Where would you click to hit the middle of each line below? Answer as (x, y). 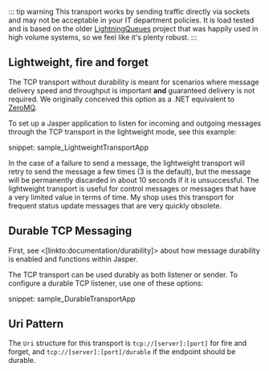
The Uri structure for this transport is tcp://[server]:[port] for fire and (128, 343)
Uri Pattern (36, 324)
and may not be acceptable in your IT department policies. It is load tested (131, 20)
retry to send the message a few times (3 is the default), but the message (130, 171)
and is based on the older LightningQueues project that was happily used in (133, 29)
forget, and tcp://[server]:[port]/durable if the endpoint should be (122, 352)
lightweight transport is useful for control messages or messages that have (132, 188)
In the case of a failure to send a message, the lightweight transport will (126, 163)
